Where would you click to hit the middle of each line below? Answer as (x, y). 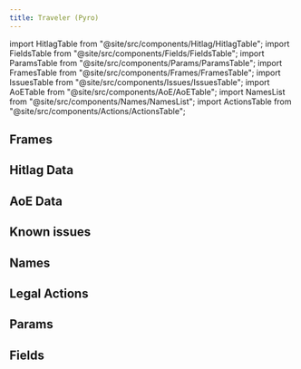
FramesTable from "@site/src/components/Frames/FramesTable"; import (145, 73)
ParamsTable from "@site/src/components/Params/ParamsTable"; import (146, 63)
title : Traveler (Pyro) (54, 18)
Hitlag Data (42, 170)
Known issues (50, 232)
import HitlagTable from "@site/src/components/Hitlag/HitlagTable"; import (150, 44)
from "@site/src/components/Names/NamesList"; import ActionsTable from (150, 102)
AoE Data (36, 201)
